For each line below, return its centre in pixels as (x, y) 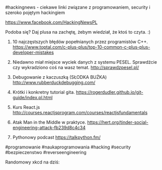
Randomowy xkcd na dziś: (32, 162)
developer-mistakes (33, 52)
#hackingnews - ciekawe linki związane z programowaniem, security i (78, 7)
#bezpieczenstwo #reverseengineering (46, 152)
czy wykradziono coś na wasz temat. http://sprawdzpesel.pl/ (76, 67)
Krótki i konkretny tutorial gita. (44, 92)
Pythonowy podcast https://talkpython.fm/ (56, 137)
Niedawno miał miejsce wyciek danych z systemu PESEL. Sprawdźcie (85, 62)
